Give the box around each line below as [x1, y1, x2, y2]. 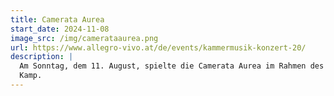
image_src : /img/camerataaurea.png [10, 33, 159, 43]
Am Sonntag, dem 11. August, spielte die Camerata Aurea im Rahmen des [19, 61, 325, 71]
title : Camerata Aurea [10, 14, 105, 25]
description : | [10, 52, 74, 62]
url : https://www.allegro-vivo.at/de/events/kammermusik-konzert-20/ [10, 42, 307, 53]
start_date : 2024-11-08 [10, 24, 110, 34]
